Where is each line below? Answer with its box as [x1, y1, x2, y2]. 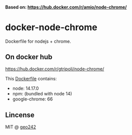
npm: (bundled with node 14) [12, 91, 72, 97]
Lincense [5, 110, 35, 119]
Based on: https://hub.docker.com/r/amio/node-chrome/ [5, 4, 127, 10]
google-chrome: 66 [12, 96, 53, 102]
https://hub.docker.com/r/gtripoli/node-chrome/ [5, 66, 104, 72]
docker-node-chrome [5, 22, 98, 33]
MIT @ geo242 [5, 124, 36, 130]
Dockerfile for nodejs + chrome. [5, 38, 71, 44]
